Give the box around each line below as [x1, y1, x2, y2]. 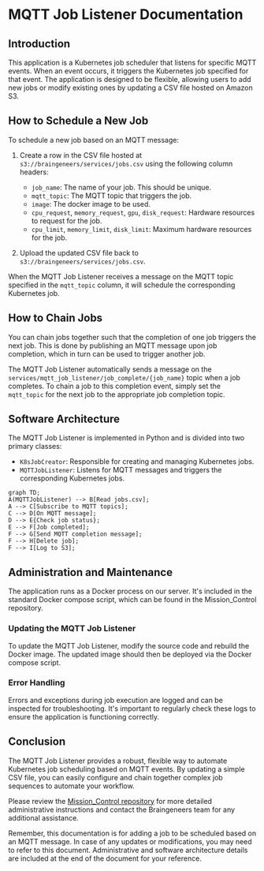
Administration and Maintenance [8, 566, 173, 579]
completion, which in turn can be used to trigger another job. [8, 349, 206, 358]
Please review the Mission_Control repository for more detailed [8, 796, 213, 806]
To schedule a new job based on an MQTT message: [8, 135, 180, 144]
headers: [19, 167, 49, 177]
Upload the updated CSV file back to [19, 248, 139, 257]
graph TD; [8, 489, 41, 497]
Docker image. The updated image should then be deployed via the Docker [8, 649, 252, 659]
